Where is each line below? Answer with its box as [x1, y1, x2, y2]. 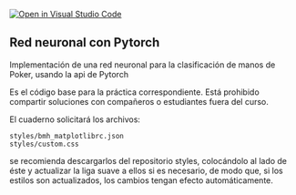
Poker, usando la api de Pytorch [9, 68, 129, 79]
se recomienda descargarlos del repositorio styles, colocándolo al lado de [9, 155, 288, 166]
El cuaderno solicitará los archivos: [9, 114, 141, 125]
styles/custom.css [9, 139, 79, 149]
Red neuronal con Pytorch [9, 35, 160, 50]
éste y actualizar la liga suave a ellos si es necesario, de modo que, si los [9, 165, 284, 176]
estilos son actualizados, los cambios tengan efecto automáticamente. [9, 174, 273, 186]
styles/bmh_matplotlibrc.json [9, 131, 125, 140]
